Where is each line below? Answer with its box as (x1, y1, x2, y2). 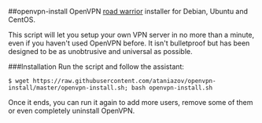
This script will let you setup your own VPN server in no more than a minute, (8, 31, 255, 39)
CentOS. (8, 15, 35, 24)
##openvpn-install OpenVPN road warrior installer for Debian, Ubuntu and (8, 7, 249, 16)
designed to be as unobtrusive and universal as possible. (8, 47, 193, 56)
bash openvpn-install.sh (131, 84, 213, 92)
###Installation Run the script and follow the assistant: (8, 62, 185, 71)
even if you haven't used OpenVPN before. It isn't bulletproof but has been (8, 38, 250, 48)
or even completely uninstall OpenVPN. (8, 106, 135, 115)
